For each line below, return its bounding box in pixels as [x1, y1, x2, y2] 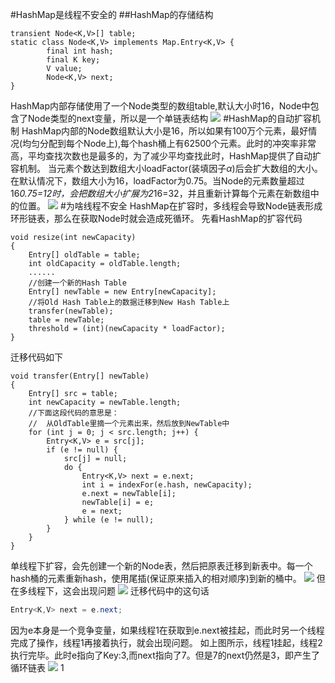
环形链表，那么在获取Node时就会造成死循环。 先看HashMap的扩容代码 [10, 213, 303, 224]
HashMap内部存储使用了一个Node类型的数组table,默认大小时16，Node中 [10, 100, 311, 112]
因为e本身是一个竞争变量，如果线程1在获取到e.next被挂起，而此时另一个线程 [10, 624, 325, 636]
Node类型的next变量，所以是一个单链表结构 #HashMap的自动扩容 [27, 113, 313, 124]
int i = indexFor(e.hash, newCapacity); [81, 480, 253, 490]
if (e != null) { [46, 445, 118, 455]
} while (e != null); [63, 515, 155, 525]
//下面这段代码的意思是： [28, 408, 120, 418]
